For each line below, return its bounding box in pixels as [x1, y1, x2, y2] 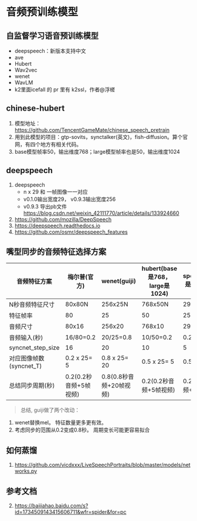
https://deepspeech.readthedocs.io [14, 222, 101, 229]
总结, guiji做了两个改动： [20, 407, 80, 414]
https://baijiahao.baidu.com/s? [14, 502, 89, 509]
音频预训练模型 [6, 5, 79, 19]
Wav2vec [14, 67, 38, 74]
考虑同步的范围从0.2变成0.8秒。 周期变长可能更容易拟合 [14, 426, 150, 433]
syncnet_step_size [9, 344, 60, 352]
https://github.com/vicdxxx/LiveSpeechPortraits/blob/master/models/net [14, 462, 191, 469]
